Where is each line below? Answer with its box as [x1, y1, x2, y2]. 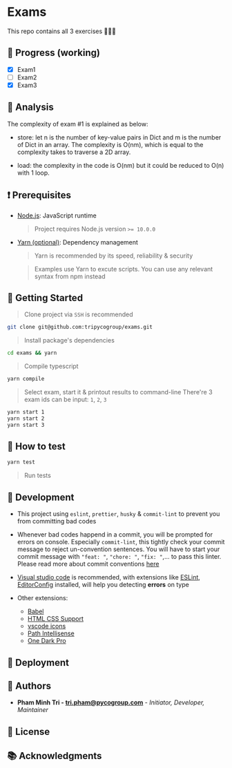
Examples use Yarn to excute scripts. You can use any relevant [34, 265, 213, 273]
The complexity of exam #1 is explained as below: [7, 119, 148, 128]
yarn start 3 [7, 421, 45, 428]
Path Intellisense [27, 629, 75, 637]
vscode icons [27, 622, 66, 631]
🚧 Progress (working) [7, 47, 100, 59]
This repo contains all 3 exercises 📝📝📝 [7, 27, 116, 35]
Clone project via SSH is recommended [23, 310, 133, 318]
